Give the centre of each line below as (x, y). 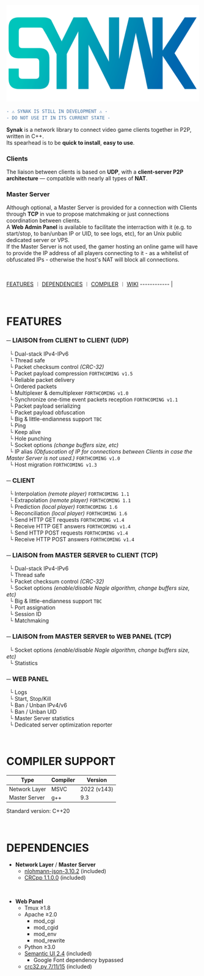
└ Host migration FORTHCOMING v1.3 (53, 464)
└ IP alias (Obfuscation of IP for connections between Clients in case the (100, 451)
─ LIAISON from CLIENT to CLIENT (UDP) (68, 340)
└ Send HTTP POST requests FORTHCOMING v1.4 (68, 533)
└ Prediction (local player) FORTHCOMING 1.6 (63, 507)
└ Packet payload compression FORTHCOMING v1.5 (71, 373)
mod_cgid (46, 928)
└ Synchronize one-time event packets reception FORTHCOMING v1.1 (93, 399)
